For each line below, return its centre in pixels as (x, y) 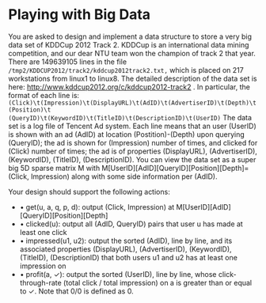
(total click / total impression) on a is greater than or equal (158, 282)
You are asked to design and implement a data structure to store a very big (130, 36)
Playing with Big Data (80, 15)
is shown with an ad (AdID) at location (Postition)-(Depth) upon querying (127, 134)
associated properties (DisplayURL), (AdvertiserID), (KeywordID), (125, 249)
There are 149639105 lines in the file (68, 62)
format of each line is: (44, 95)
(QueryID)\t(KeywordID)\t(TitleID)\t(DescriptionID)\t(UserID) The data (130, 117)
